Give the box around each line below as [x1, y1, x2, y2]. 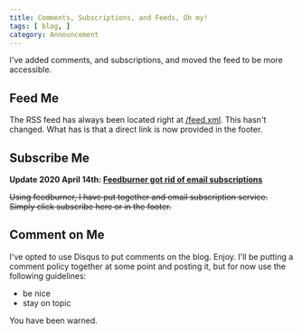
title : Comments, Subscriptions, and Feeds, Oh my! [9, 13, 208, 23]
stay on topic [22, 297, 71, 308]
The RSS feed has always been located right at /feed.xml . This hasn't [9, 115, 267, 125]
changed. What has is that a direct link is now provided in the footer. [9, 124, 263, 135]
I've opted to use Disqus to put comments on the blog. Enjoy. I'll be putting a [9, 251, 294, 262]
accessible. [9, 64, 52, 75]
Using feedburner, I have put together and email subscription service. [9, 191, 269, 202]
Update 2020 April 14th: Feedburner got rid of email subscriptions [9, 174, 263, 185]
